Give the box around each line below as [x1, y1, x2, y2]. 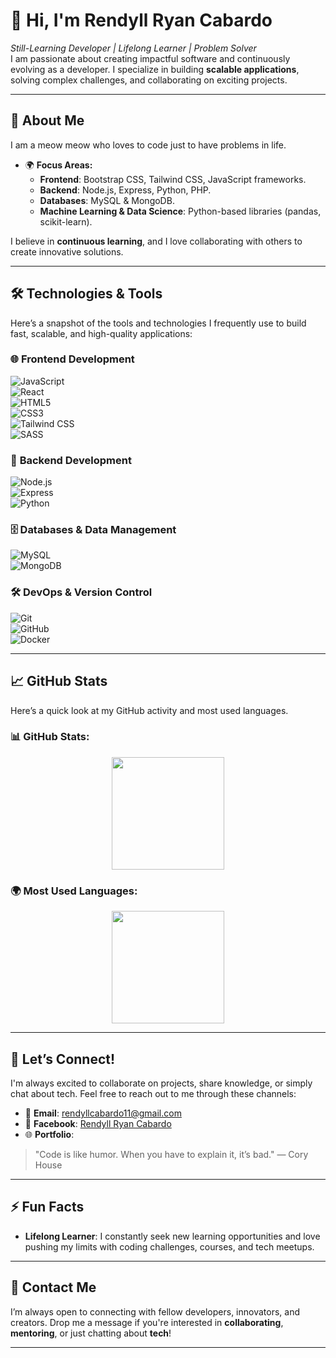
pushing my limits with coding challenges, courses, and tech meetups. [24, 1240, 315, 1253]
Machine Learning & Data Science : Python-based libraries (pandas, [39, 205, 322, 217]
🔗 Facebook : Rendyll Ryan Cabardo [24, 1117, 172, 1129]
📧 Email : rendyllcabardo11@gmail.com [24, 1107, 182, 1119]
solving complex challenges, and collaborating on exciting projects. [10, 74, 288, 86]
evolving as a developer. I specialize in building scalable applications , [10, 63, 300, 75]
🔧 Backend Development [10, 453, 132, 467]
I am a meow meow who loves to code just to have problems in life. [10, 139, 287, 151]
